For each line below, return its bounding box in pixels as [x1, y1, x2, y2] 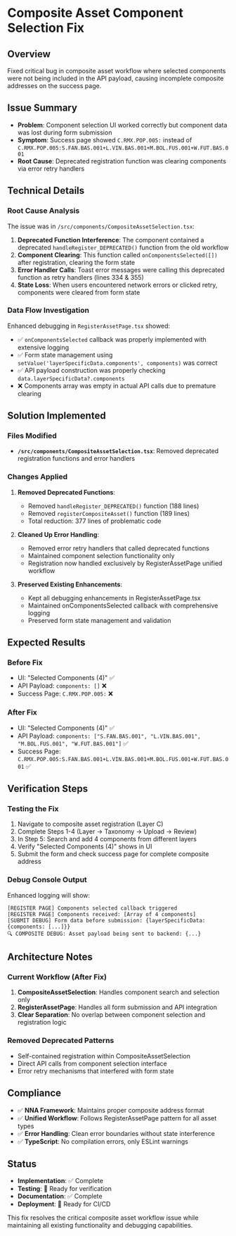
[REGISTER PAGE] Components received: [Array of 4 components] [7, 910, 197, 917]
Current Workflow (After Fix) [7, 972, 107, 982]
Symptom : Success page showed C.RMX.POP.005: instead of [17, 135, 192, 144]
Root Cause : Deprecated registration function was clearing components [17, 156, 227, 165]
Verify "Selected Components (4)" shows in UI [17, 842, 152, 851]
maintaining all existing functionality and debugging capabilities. [7, 1221, 193, 1230]
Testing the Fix [7, 804, 59, 814]
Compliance [7, 1087, 62, 1099]
